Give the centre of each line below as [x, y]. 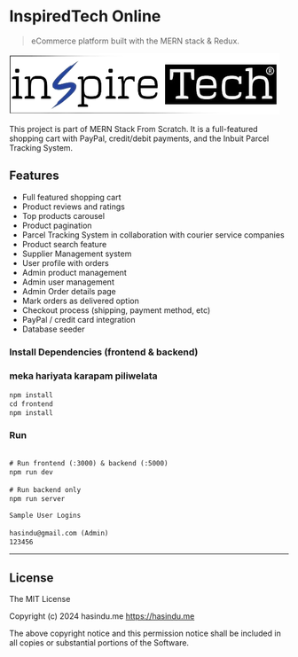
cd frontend [31, 404]
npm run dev [31, 473]
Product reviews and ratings [74, 207]
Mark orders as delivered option [80, 301]
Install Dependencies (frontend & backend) [104, 352]
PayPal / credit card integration [78, 319]
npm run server [37, 499]
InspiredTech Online [85, 16]
